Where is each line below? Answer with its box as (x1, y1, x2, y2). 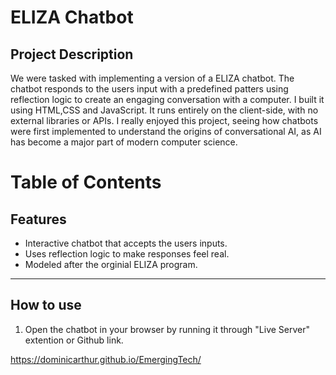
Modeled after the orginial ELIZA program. (24, 259, 198, 270)
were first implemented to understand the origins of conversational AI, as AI (10, 126, 322, 137)
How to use (10, 297, 82, 314)
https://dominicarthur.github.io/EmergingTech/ (10, 353, 202, 365)
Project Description (10, 46, 134, 63)
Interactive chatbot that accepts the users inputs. (24, 237, 228, 249)
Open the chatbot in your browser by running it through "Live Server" (24, 323, 311, 335)
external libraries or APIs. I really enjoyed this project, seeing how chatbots (10, 115, 319, 126)
